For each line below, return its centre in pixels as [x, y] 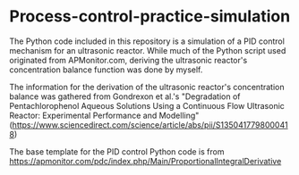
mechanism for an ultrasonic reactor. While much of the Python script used [148, 50]
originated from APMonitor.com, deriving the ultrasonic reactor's [128, 60]
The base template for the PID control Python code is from [117, 151]
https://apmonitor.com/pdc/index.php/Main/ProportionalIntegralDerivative [145, 161]
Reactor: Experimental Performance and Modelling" [104, 115]
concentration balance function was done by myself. [106, 70]
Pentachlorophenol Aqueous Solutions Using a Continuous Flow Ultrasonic [147, 105]
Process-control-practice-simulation [150, 17]
